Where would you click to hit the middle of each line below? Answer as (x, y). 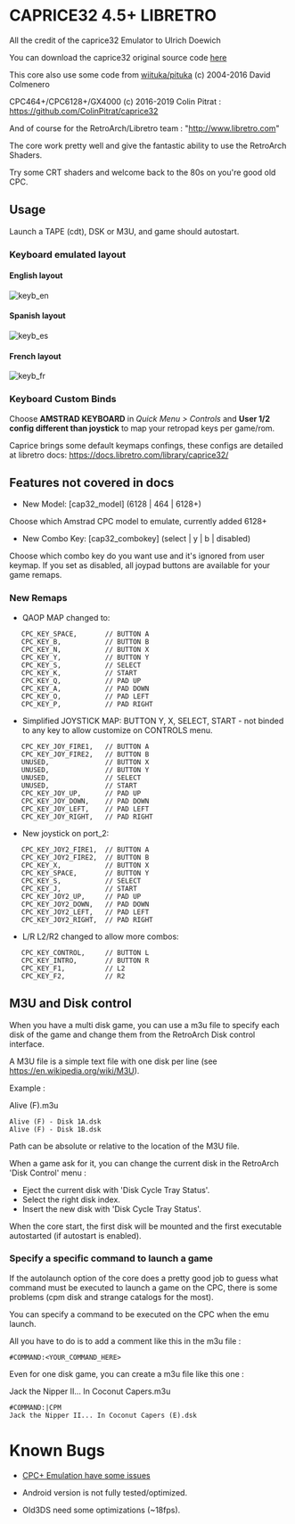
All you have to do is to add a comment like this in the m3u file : (125, 1341)
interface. (27, 1043)
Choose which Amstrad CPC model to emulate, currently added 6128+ (138, 522)
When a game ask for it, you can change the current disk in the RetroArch (144, 1163)
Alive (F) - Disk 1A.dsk (55, 1121)
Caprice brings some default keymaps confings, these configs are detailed (146, 445)
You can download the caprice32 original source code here (118, 57)
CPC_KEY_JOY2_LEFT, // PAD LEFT (85, 912)
